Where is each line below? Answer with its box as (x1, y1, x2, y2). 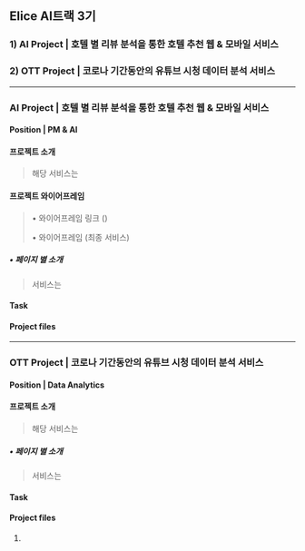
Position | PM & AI (9, 124, 78, 135)
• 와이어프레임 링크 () (31, 212, 108, 223)
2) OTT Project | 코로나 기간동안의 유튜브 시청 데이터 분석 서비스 (9, 64, 275, 77)
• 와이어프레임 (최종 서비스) (31, 231, 130, 242)
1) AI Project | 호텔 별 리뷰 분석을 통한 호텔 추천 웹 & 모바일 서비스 (9, 38, 280, 51)
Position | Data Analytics (9, 379, 105, 390)
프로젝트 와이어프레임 (9, 190, 85, 202)
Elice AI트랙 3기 (9, 8, 97, 25)
